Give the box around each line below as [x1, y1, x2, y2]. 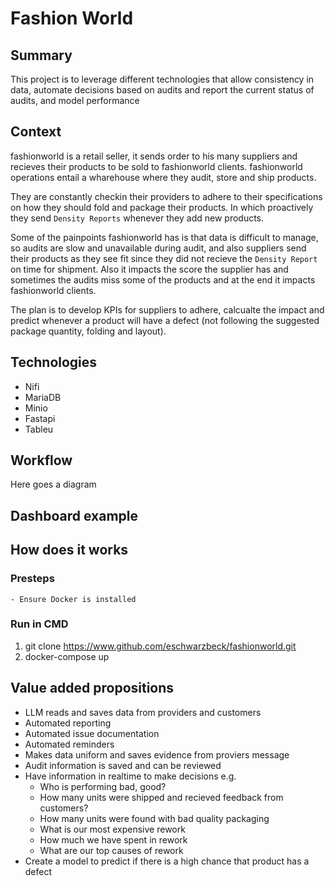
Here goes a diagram [10, 478, 97, 491]
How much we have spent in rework [39, 833, 188, 846]
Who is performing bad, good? [39, 780, 167, 792]
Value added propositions [10, 680, 175, 697]
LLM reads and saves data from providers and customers [24, 706, 262, 718]
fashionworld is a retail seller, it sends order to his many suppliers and [10, 150, 298, 162]
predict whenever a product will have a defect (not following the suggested [10, 314, 320, 326]
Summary [10, 47, 73, 64]
